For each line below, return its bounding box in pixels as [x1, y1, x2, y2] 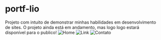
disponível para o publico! [5, 29, 57, 35]
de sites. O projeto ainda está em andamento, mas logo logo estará [5, 24, 140, 30]
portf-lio [5, 3, 40, 14]
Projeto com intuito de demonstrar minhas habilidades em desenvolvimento [5, 19, 157, 25]
